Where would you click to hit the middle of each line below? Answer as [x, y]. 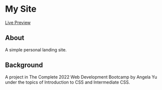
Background [24, 65]
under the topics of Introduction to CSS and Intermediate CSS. [68, 82]
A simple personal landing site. [36, 49]
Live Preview [18, 22]
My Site [21, 9]
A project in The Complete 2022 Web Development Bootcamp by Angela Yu [81, 77]
